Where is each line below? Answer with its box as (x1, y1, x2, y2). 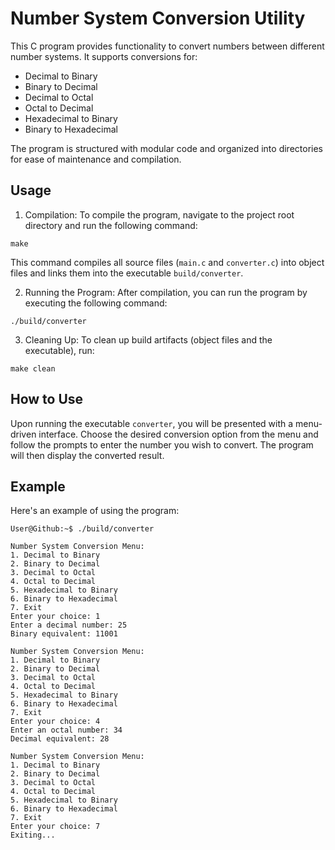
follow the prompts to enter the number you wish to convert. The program (10, 438, 314, 451)
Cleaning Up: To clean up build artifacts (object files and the (24, 333, 273, 346)
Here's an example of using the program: (10, 505, 180, 517)
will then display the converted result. (10, 449, 165, 461)
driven (10, 428, 37, 440)
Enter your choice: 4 (10, 717, 101, 727)
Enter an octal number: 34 (10, 725, 123, 736)
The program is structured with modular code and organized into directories (10, 142, 323, 154)
